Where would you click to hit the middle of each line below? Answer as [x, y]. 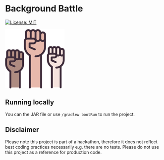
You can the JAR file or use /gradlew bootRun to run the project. [70, 114]
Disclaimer [22, 130]
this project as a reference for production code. [54, 152]
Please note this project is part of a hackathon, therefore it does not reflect [81, 142]
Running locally [30, 102]
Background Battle [44, 9]
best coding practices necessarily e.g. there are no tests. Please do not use [82, 147]
